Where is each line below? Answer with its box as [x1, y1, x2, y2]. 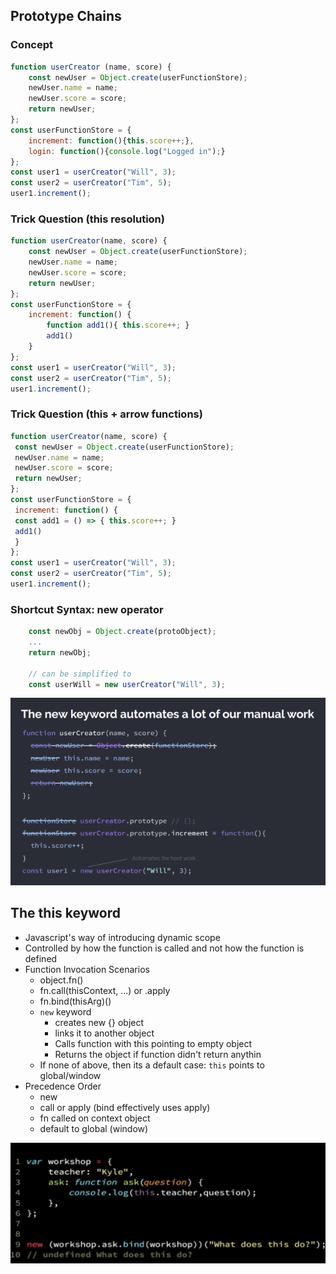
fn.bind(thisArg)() [39, 995, 112, 1007]
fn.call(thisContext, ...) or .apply [39, 984, 171, 996]
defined [24, 952, 58, 964]
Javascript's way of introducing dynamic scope [24, 931, 221, 943]
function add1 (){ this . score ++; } [46, 320, 190, 331]
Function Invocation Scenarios [24, 963, 150, 975]
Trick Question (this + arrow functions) [10, 407, 203, 421]
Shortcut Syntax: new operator [10, 602, 164, 616]
